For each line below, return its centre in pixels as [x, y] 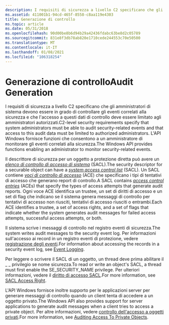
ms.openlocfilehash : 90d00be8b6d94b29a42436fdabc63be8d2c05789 [73, 33]
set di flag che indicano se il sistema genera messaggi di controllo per [78, 197]
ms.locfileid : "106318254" [33, 57]
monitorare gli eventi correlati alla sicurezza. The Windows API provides [79, 144]
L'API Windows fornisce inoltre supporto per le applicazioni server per [77, 290]
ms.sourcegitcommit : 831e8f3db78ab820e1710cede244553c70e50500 [73, 38]
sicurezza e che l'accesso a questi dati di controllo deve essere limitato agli [83, 117]
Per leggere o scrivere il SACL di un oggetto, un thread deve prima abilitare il [84, 259]
